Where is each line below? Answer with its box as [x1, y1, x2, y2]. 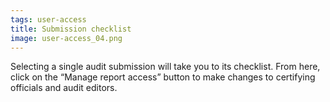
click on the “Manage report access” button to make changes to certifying [10, 71, 316, 83]
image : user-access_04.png [10, 33, 123, 43]
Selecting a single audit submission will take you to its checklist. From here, [10, 61, 321, 73]
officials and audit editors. [10, 82, 118, 94]
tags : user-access [10, 14, 87, 25]
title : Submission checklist [10, 24, 132, 34]
